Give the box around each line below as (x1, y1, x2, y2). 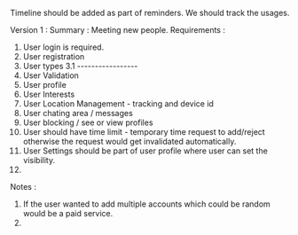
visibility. (22, 155, 56, 165)
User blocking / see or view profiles (22, 117, 153, 128)
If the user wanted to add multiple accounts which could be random (22, 199, 271, 209)
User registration (22, 51, 85, 61)
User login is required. (22, 42, 105, 52)
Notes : (10, 182, 36, 192)
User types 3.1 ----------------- (22, 61, 138, 71)
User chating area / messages (22, 108, 134, 118)
